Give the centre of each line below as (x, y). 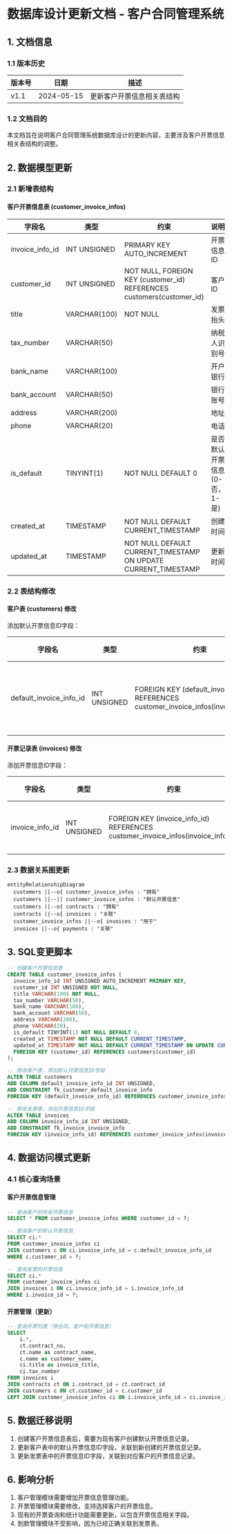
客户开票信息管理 (31, 1196)
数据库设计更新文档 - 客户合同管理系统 (116, 14)
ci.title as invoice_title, (60, 1365)
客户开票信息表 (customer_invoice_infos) (67, 207)
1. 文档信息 (30, 42)
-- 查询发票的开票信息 (35, 1269)
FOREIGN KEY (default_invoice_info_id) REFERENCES (81, 1096)
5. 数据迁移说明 (40, 1421)
